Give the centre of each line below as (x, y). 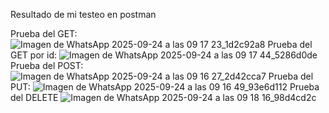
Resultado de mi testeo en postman (83, 14)
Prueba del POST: (47, 65)
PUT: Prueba (165, 87)
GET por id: (34, 55)
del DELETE (34, 97)
